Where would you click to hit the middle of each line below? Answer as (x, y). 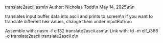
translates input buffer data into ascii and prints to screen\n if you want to (79, 16)
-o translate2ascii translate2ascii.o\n (42, 36)
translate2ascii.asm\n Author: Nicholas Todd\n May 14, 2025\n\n (70, 7)
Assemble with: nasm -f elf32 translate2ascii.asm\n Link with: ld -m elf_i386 (81, 31)
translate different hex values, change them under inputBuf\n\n (69, 21)
